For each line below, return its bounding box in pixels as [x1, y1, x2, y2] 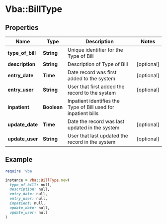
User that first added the [67, 83, 125, 90]
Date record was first [67, 69, 117, 76]
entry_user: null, [9, 196, 48, 201]
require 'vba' [5, 168, 35, 174]
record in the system [67, 138, 116, 145]
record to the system [67, 90, 116, 96]
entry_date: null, [9, 192, 48, 197]
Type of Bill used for [67, 104, 115, 111]
